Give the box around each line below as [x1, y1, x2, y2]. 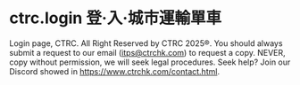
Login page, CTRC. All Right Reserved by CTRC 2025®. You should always [9, 37, 283, 49]
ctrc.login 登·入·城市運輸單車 [9, 8, 222, 28]
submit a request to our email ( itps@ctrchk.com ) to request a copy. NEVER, [9, 47, 286, 58]
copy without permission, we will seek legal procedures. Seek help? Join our [9, 57, 291, 67]
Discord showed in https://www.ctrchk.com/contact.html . [9, 66, 221, 76]
